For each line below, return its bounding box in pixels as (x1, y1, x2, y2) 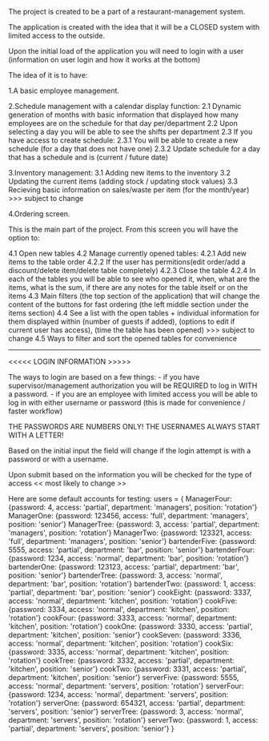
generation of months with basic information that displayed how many (8, 110, 239, 119)
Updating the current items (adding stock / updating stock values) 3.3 (8, 176, 239, 186)
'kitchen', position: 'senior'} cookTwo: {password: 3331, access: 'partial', (8, 664, 247, 674)
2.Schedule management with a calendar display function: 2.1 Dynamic (8, 102, 242, 111)
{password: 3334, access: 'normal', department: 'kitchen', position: (8, 605, 230, 614)
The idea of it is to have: (8, 70, 88, 79)
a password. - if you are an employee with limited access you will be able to (8, 389, 258, 399)
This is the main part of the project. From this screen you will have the (8, 224, 239, 234)
